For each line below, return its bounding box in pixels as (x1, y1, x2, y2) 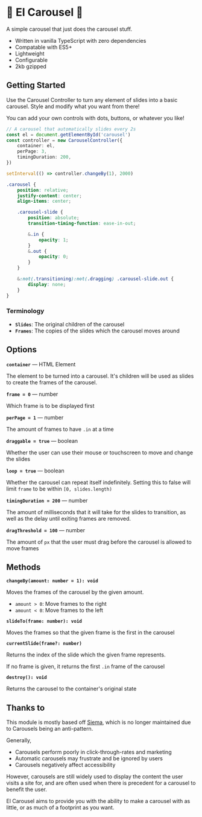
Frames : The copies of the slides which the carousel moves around (14, 327, 180, 334)
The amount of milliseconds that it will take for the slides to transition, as (6, 508, 186, 515)
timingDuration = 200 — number (6, 497, 88, 504)
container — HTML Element (6, 360, 76, 367)
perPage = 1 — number (6, 413, 64, 421)
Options (6, 345, 37, 355)
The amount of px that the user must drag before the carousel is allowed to (6, 538, 192, 545)
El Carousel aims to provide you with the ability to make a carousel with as (6, 798, 191, 805)
